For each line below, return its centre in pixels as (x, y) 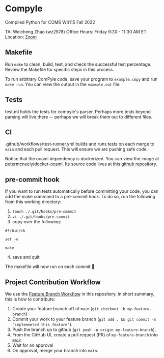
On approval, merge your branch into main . (55, 350)
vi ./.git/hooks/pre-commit (41, 217)
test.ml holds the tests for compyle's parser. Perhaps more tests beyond (78, 112)
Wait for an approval (33, 345)
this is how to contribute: (30, 299)
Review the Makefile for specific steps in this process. (60, 69)
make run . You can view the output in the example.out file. (63, 84)
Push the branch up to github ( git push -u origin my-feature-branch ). (84, 329)
